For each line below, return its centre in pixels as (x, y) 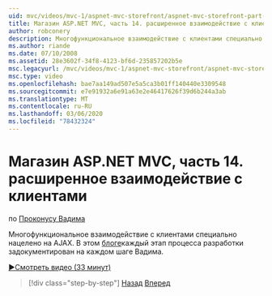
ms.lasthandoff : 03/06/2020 (56, 114)
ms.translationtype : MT (49, 99)
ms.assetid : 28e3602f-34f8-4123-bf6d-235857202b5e (96, 62)
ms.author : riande (39, 46)
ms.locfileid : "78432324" (52, 122)
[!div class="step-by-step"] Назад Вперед (99, 283)
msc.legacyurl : (34, 69)
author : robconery (39, 31)
